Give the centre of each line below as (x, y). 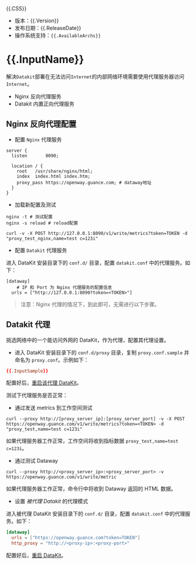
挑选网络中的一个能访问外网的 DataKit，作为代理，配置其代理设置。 (88, 340)
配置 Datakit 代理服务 (41, 250)
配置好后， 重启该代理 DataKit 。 (44, 383)
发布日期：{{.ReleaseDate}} (48, 28)
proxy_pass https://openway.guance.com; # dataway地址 (84, 183)
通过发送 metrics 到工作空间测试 (53, 408)
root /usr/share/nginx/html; (55, 171)
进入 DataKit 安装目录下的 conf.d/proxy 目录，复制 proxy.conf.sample (99, 352)
